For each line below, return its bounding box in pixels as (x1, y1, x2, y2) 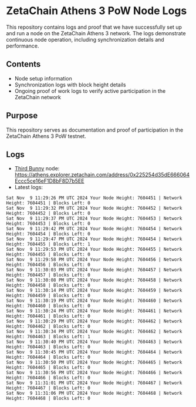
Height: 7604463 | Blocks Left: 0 (6, 344, 91, 350)
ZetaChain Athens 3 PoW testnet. (6, 132, 86, 139)
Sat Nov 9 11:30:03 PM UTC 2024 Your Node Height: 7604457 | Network (6, 267, 183, 273)
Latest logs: (14, 184, 43, 191)
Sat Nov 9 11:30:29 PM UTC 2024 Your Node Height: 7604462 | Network (6, 318, 183, 324)
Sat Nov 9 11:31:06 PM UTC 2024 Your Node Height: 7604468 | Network (6, 391, 183, 396)
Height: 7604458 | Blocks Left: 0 (6, 282, 91, 288)
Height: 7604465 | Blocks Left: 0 (6, 365, 91, 371)
